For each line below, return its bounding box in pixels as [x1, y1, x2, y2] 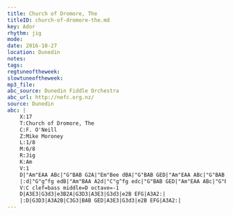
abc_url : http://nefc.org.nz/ [7, 94, 95, 101]
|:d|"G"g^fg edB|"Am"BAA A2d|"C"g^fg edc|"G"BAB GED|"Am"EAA [19, 178, 200, 184]
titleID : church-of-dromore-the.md [7, 17, 110, 24]
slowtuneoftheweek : [7, 74, 64, 82]
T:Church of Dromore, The [19, 119, 95, 127]
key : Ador [7, 23, 36, 30]
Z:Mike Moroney [19, 132, 64, 139]
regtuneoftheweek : [7, 68, 60, 75]
